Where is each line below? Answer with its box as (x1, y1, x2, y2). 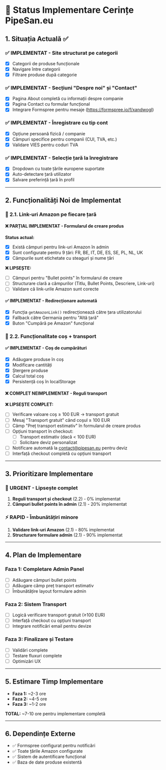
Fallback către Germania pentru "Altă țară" (12, 315, 99, 321)
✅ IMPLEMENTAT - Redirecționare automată (5, 298, 97, 303)
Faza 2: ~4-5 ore (12, 696, 47, 702)
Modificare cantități (12, 362, 52, 367)
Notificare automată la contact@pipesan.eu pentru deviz (12, 445, 127, 451)
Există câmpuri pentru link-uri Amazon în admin (12, 244, 109, 250)
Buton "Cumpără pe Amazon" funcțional (12, 320, 94, 326)
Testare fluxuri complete (12, 652, 62, 658)
